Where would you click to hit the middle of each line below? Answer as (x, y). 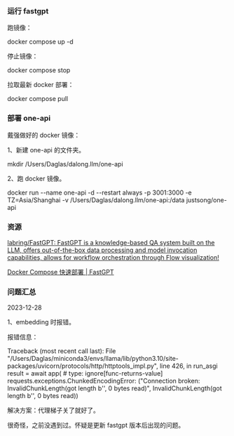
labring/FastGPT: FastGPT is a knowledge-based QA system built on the (111, 242)
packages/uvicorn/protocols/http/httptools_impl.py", (83, 366)
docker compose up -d (40, 42)
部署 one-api (29, 119)
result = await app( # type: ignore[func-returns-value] (85, 374)
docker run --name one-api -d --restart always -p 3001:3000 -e (100, 192)
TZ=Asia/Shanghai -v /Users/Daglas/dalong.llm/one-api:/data (96, 200)
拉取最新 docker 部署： (41, 85)
